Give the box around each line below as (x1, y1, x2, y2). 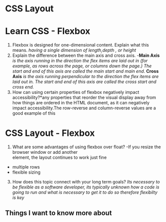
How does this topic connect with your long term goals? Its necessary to (12, 179, 160, 185)
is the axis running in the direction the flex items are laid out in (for (12, 58, 148, 64)
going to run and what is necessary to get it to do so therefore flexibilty (12, 189, 158, 195)
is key (12, 195, 25, 201)
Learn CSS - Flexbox (5, 26, 90, 37)
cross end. (12, 84, 34, 90)
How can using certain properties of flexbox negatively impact (12, 89, 139, 95)
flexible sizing (12, 169, 41, 176)
